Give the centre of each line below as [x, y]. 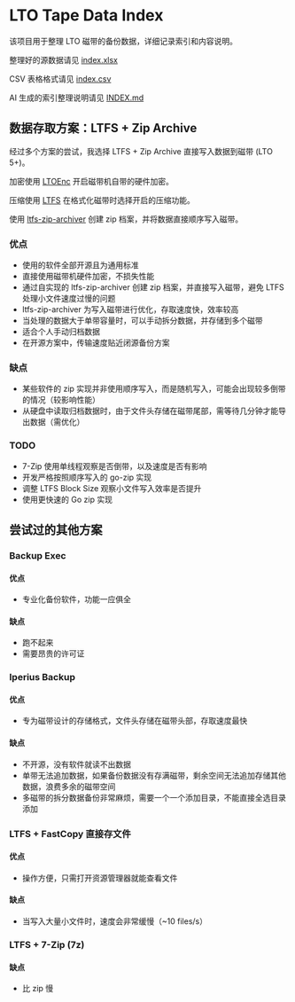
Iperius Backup [42, 677]
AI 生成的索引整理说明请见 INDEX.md [77, 98]
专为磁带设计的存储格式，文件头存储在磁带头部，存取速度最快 [135, 721]
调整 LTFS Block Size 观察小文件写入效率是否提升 [112, 488]
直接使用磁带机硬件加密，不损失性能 [88, 277]
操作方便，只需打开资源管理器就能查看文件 [100, 878]
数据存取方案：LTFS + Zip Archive [103, 128]
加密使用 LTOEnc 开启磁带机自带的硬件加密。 [92, 181]
